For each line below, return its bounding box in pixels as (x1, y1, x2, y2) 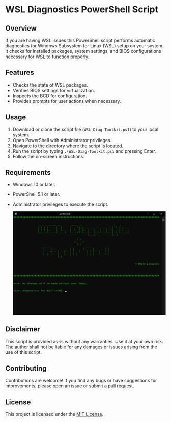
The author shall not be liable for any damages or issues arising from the (5, 344, 158, 350)
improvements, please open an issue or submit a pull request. (5, 383, 134, 389)
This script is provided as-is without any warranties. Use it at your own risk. (5, 339, 164, 345)
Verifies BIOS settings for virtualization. (12, 87, 95, 93)
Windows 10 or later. (12, 182, 56, 188)
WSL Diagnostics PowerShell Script (5, 4, 159, 15)
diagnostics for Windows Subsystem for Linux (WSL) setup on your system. (5, 43, 164, 49)
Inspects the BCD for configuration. (12, 93, 88, 99)
